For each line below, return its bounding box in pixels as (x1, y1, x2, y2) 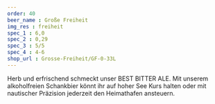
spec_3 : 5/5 (7, 42, 45, 49)
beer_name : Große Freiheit (7, 17, 89, 24)
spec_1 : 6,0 (7, 29, 45, 37)
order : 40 (7, 10, 36, 17)
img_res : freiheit (7, 23, 64, 30)
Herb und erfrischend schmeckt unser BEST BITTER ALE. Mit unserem (7, 74, 209, 83)
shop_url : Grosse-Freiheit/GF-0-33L (7, 55, 117, 62)
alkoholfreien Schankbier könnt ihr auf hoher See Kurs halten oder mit (7, 81, 207, 90)
